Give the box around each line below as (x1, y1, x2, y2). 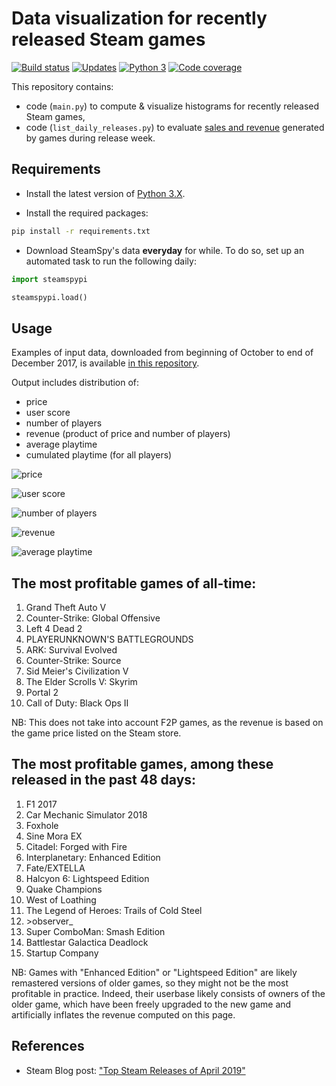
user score (25, 407, 71, 419)
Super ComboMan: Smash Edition (25, 925, 166, 937)
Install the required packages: (25, 207, 149, 219)
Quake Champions (25, 883, 103, 895)
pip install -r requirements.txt (11, 226, 151, 236)
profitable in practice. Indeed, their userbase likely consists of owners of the (11, 987, 326, 999)
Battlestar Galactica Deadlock (25, 936, 149, 948)
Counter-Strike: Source (25, 655, 122, 666)
